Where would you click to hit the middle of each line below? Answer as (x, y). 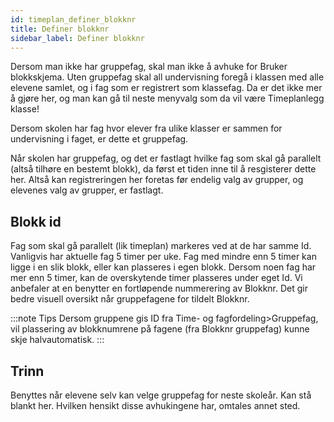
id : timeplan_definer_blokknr (73, 19)
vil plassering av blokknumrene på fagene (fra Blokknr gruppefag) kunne (160, 329)
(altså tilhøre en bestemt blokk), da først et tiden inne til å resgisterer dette (163, 169)
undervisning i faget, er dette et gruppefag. (99, 139)
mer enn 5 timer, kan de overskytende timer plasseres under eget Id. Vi (156, 278)
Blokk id (36, 221)
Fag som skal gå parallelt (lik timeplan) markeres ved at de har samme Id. (161, 246)
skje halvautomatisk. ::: (57, 340)
